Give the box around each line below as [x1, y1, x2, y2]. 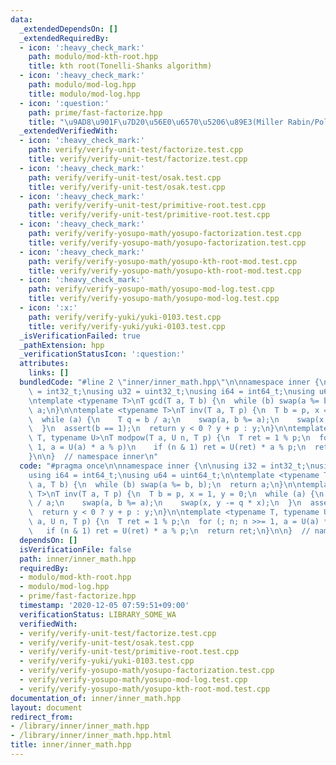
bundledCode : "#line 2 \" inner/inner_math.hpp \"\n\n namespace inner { [19, 377, 320, 387]
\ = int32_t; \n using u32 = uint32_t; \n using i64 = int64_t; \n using [28, 386, 315, 396]
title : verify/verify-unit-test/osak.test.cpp [28, 182, 226, 192]
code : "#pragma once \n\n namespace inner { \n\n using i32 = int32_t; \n [19, 461, 315, 471]
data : [10, 14, 33, 25]
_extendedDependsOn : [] [19, 24, 118, 34]
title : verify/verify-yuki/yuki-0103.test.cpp [28, 321, 226, 331]
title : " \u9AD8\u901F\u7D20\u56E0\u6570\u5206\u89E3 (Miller [28, 117, 284, 127]
